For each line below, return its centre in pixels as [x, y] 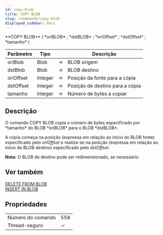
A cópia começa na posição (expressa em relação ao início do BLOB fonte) [80, 137]
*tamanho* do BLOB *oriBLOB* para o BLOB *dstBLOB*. [62, 128]
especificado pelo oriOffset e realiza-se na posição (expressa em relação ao [82, 143]
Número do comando [32, 218]
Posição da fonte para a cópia [101, 78]
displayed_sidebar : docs [30, 23]
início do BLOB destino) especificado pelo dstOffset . [58, 148]
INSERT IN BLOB [22, 189]
